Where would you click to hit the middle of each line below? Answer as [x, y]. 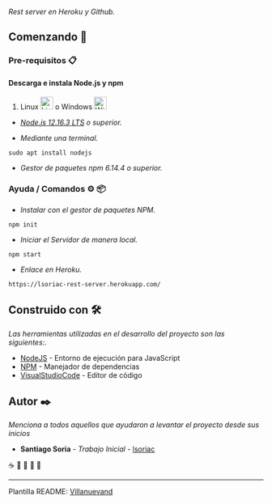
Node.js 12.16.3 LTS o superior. [71, 122]
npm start [25, 254]
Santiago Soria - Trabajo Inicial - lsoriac [87, 449]
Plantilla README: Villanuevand [61, 492]
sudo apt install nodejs [50, 153]
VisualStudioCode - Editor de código [81, 375]
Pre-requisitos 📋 [42, 61]
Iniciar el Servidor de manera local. [79, 239]
